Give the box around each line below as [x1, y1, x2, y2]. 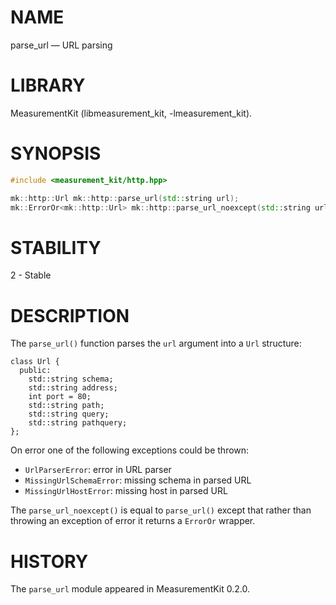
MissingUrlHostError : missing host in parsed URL [24, 485, 228, 497]
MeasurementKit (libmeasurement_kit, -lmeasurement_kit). [10, 107, 253, 119]
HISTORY [10, 550, 89, 573]
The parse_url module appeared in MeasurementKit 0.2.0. [10, 583, 250, 595]
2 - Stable [10, 269, 52, 281]
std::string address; [28, 383, 118, 393]
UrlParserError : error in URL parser [24, 464, 172, 476]
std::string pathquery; [28, 418, 128, 428]
